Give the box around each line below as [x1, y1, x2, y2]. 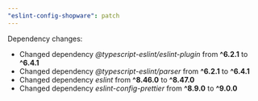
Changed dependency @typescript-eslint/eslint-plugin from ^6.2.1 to [19, 49, 248, 59]
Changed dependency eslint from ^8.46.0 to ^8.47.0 [19, 75, 195, 84]
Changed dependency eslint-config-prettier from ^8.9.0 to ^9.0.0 [19, 83, 238, 93]
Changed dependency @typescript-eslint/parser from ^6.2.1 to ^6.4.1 [19, 66, 251, 76]
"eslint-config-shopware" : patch [7, 11, 120, 20]
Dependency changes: [7, 34, 83, 43]
